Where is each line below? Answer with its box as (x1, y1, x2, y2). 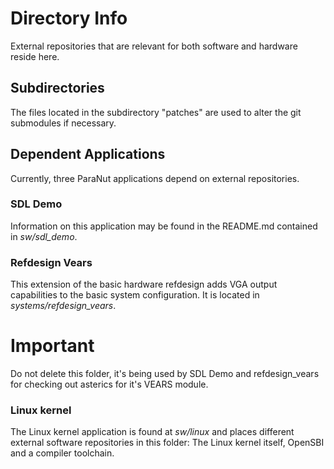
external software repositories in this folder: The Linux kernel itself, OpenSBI (10, 437, 325, 449)
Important (10, 335, 95, 357)
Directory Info (10, 7, 128, 30)
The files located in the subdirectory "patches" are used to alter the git (10, 106, 302, 118)
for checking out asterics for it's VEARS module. (10, 378, 209, 391)
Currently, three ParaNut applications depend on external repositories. (10, 172, 300, 184)
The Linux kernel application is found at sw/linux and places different (10, 426, 295, 438)
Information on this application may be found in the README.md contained (10, 220, 318, 232)
